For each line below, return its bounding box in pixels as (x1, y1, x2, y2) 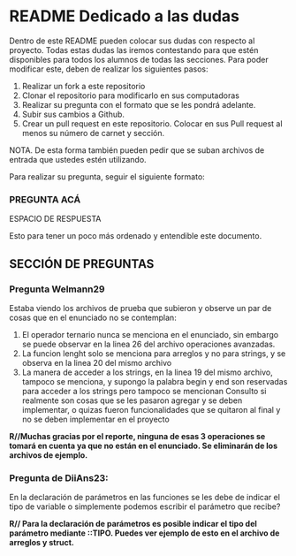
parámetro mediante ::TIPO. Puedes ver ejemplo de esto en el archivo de (9, 528, 280, 538)
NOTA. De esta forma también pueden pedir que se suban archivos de (9, 144, 265, 156)
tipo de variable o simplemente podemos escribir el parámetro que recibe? (9, 501, 281, 512)
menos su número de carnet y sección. (21, 127, 165, 138)
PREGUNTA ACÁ (9, 193, 81, 205)
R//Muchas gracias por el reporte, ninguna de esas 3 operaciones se (9, 430, 266, 441)
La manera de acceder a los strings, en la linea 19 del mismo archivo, (21, 367, 273, 377)
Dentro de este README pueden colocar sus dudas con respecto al (9, 35, 255, 46)
